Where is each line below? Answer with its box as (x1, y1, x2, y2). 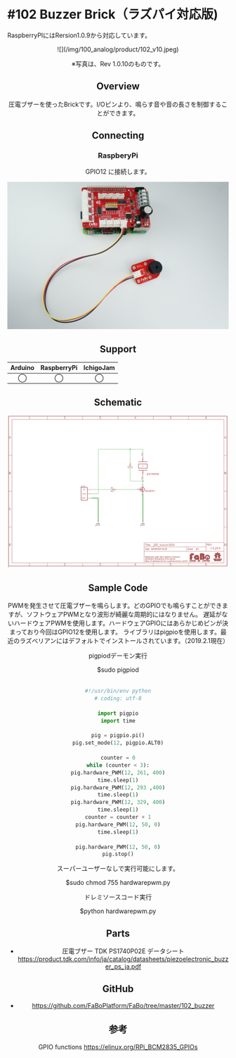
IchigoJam (83, 364, 115, 372)
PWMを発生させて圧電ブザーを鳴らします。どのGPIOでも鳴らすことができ (8, 601, 223, 610)
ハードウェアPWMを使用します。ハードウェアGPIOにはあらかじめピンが (13, 619, 223, 627)
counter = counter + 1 (84, 814, 152, 821)
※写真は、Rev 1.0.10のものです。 (71, 59, 165, 68)
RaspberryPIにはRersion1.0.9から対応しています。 (7, 31, 151, 39)
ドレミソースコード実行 (84, 893, 152, 901)
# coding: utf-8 (94, 695, 142, 702)
